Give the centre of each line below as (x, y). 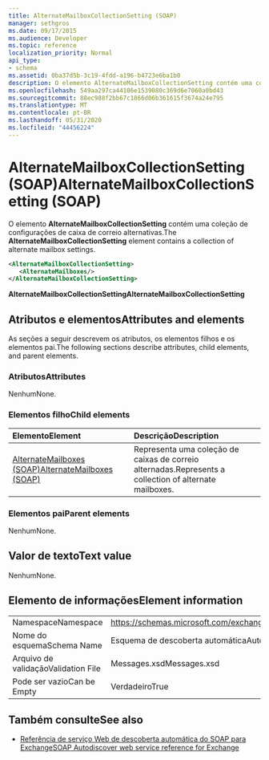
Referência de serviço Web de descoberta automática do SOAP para (133, 739)
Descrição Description (176, 436)
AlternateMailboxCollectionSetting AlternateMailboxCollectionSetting (127, 295)
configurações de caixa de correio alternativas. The (92, 232)
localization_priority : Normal (60, 53)
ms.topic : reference (43, 46)
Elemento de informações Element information (126, 601)
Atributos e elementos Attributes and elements (126, 319)
